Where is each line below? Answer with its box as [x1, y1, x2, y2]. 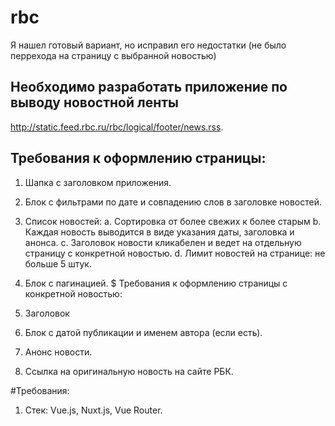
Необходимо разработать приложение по [10, 79, 288, 96]
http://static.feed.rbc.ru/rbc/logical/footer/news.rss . [10, 121, 224, 133]
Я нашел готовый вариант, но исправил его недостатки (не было [10, 39, 287, 51]
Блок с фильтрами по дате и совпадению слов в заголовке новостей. [24, 196, 322, 208]
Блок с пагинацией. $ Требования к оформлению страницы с [24, 277, 288, 289]
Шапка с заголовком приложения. [24, 176, 172, 188]
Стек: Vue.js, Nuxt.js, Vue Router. [24, 404, 163, 416]
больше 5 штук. [24, 257, 92, 270]
